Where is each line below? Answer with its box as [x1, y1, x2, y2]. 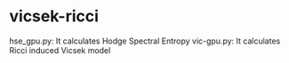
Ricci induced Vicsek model [9, 44, 111, 55]
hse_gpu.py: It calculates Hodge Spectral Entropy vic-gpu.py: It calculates [9, 35, 281, 46]
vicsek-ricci [9, 6, 100, 27]
